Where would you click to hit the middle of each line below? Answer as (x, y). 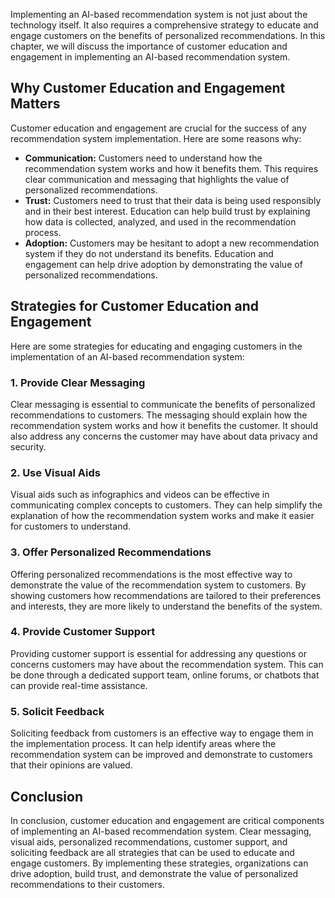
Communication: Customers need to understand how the (143, 158)
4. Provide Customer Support (83, 632)
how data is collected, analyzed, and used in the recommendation (160, 221)
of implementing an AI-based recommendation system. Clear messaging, (161, 831)
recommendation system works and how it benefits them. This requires (171, 168)
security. (28, 446)
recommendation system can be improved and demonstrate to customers (161, 755)
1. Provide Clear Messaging (78, 382)
